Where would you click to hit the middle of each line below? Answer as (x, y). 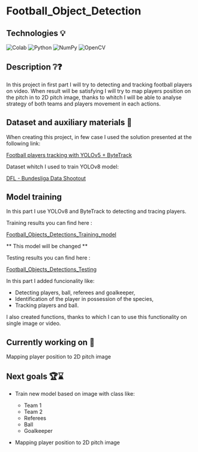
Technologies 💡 (36, 33)
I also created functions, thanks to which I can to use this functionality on (97, 317)
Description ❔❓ (34, 67)
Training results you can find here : (49, 223)
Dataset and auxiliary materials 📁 (69, 123)
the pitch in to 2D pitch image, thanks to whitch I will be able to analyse (94, 97)
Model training (34, 197)
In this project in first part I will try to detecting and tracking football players (99, 85)
